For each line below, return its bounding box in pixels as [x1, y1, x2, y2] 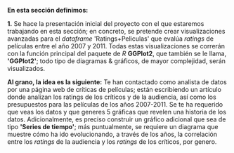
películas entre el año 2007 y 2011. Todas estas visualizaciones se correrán [7, 42, 225, 50]
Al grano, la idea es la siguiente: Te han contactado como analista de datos [7, 78, 227, 86]
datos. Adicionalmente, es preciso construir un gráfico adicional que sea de [7, 115, 226, 124]
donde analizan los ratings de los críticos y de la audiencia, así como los [7, 93, 216, 101]
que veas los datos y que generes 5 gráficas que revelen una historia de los [7, 108, 227, 116]
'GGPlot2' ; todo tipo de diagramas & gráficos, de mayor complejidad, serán [7, 57, 226, 65]
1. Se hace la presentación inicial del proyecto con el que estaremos [7, 20, 204, 27]
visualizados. [7, 65, 46, 72]
